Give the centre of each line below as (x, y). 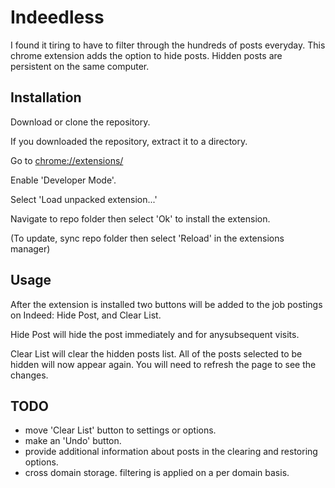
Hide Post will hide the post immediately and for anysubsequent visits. (155, 334)
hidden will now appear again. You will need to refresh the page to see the (163, 364)
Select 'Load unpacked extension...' (84, 199)
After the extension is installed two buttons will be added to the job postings (166, 304)
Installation (46, 97)
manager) (30, 248)
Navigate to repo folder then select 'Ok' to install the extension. (140, 218)
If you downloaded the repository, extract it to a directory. (129, 141)
